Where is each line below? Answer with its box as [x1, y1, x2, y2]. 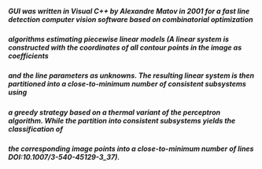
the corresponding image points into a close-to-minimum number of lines [8, 144, 254, 153]
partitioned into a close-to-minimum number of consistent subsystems [8, 79, 246, 89]
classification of [8, 124, 63, 134]
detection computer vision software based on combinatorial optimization [8, 14, 253, 24]
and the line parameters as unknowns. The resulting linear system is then [8, 71, 255, 80]
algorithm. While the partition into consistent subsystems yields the [8, 116, 236, 125]
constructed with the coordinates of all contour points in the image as [8, 42, 242, 52]
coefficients [8, 51, 49, 61]
